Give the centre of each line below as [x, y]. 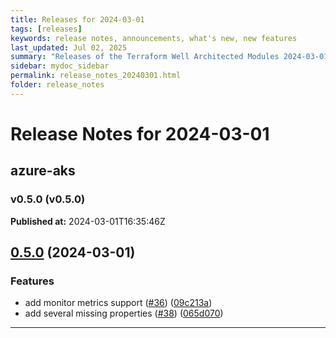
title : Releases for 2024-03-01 [77, 19]
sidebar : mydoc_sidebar [60, 66]
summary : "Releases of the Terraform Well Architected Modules [145, 57]
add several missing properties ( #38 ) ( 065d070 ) [124, 313]
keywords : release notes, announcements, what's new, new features [154, 38]
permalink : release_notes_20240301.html [96, 76]
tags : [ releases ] [46, 29]
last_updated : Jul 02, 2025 [69, 47]
